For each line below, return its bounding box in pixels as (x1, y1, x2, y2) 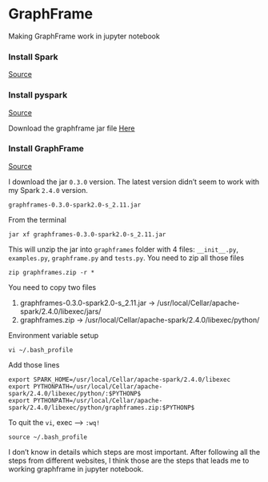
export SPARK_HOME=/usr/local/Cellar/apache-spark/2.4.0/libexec (8, 376, 230, 384)
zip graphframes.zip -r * (8, 268, 94, 276)
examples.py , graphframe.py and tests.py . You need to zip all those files (8, 253, 245, 263)
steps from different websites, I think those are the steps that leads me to (8, 456, 250, 465)
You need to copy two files (8, 282, 97, 292)
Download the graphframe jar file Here (8, 123, 135, 133)
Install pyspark (8, 90, 68, 101)
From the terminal (8, 215, 66, 224)
